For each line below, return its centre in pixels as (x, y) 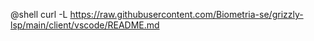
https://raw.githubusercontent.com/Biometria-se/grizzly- (186, 14)
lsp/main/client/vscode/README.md (85, 25)
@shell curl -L (39, 14)
